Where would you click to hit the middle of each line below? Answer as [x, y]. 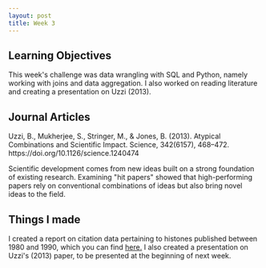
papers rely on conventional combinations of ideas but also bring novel [125, 186]
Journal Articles [49, 117]
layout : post [30, 16]
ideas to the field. [37, 194]
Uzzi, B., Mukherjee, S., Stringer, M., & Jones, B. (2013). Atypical [115, 136]
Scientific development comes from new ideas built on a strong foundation [131, 169]
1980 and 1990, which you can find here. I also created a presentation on [128, 247]
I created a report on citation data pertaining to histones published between [133, 238]
